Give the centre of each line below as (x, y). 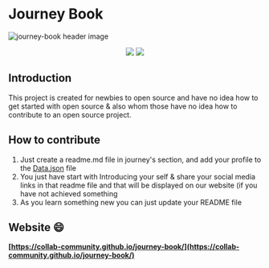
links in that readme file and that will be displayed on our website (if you (139, 185)
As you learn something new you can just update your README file (131, 202)
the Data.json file (48, 168)
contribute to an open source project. (70, 114)
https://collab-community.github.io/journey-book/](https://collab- (125, 247)
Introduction (40, 78)
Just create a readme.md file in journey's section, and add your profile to (141, 159)
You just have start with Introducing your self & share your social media (137, 176)
